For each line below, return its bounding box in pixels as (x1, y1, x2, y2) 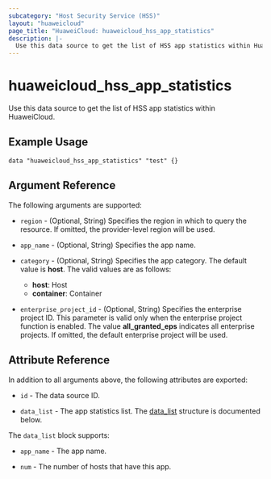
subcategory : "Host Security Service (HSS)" (8, 11, 161, 20)
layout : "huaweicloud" (8, 19, 85, 27)
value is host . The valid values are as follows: (19, 264, 172, 274)
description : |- (8, 34, 63, 43)
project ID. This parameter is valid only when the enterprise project (19, 313, 243, 322)
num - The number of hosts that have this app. (19, 461, 172, 471)
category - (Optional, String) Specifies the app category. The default (19, 255, 248, 265)
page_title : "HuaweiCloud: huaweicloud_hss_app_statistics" (8, 27, 215, 35)
